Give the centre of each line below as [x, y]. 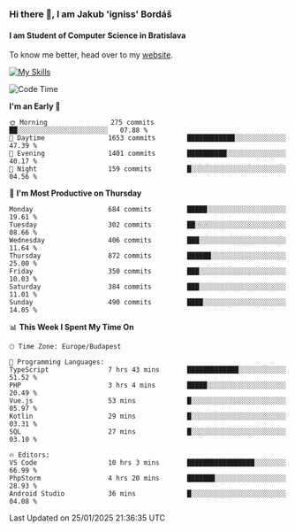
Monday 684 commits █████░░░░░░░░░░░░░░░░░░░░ [148, 210]
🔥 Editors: [30, 455]
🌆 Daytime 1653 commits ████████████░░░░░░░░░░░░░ [148, 138]
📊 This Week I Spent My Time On [72, 328]
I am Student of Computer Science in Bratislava [98, 35]
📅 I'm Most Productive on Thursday [76, 193]
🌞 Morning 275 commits [82, 123]
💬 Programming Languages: [57, 362]
